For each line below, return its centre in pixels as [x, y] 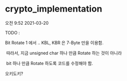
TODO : [13, 32]
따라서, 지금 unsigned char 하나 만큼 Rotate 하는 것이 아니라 [64, 53]
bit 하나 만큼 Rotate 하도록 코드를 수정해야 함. [50, 63]
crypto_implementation [54, 9]
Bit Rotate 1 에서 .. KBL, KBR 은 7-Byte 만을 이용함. [54, 43]
